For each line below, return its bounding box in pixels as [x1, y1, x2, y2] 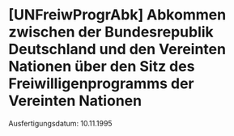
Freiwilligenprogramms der [8, 74, 194, 93]
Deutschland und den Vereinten [8, 40, 227, 58]
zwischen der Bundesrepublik [8, 23, 215, 41]
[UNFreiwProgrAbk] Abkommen [8, 6, 227, 24]
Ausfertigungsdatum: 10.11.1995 [8, 118, 113, 128]
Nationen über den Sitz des [8, 57, 195, 76]
